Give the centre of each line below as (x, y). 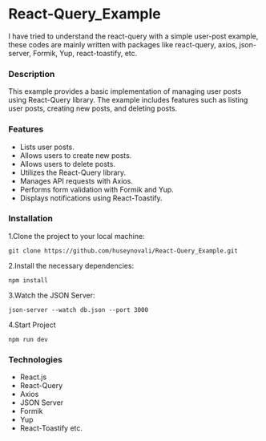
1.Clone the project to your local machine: (77, 236)
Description (32, 74)
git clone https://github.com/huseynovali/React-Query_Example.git (123, 251)
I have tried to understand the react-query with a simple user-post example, (133, 36)
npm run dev (28, 339)
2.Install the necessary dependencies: (71, 265)
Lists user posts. (47, 147)
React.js (33, 377)
